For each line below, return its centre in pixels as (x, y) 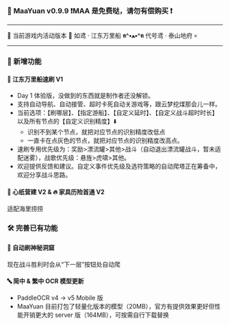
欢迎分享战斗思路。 (44, 175)
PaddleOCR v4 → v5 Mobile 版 (60, 298)
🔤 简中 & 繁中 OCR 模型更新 (46, 281)
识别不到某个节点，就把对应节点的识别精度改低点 (96, 132)
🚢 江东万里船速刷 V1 (35, 79)
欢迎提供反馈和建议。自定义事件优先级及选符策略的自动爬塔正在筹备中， (119, 167)
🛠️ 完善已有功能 (33, 228)
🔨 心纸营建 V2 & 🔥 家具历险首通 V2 (56, 192)
